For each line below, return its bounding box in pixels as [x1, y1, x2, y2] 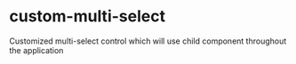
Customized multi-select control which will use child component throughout [9, 36, 287, 46]
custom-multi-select [9, 6, 166, 27]
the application [9, 44, 64, 55]
